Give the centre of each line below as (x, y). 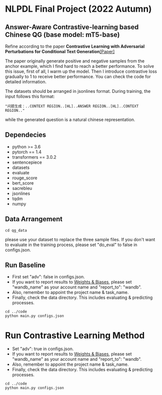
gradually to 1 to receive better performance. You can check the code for (78, 76)
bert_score (23, 183)
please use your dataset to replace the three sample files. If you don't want (80, 239)
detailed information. (26, 82)
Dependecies (26, 135)
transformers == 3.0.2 (34, 157)
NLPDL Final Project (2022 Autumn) (79, 9)
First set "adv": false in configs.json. (48, 277)
